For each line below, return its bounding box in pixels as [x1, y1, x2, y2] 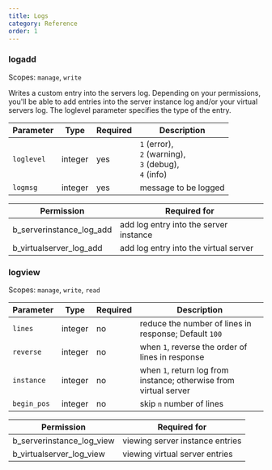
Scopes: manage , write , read [8, 285, 100, 295]
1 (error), [139, 138, 174, 149]
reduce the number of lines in [139, 317, 253, 329]
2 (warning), [139, 148, 186, 159]
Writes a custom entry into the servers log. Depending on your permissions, [8, 88, 261, 97]
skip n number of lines [139, 398, 224, 409]
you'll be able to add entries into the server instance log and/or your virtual [8, 97, 258, 106]
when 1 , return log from [139, 364, 229, 376]
